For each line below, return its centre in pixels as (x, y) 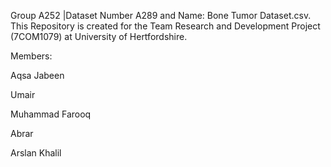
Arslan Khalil (36, 153)
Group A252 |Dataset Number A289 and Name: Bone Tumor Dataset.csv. (161, 15)
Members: (31, 56)
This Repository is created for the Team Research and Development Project (165, 26)
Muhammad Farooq (51, 114)
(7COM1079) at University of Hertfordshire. (99, 36)
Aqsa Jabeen (37, 75)
